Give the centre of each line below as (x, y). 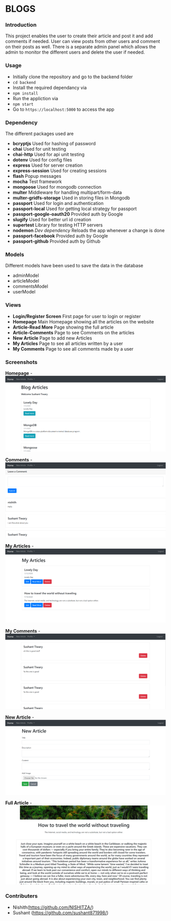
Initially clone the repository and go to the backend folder (73, 77)
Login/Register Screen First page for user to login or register (77, 316)
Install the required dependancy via (50, 87)
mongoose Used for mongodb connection (57, 187)
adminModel (26, 275)
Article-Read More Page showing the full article (63, 327)
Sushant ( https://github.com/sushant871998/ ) (60, 912)
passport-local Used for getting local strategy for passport (75, 209)
